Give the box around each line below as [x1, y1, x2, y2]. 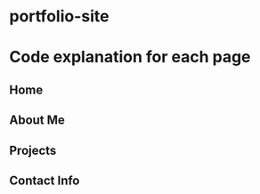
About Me [9, 113, 65, 128]
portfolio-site [9, 6, 110, 27]
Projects [9, 142, 57, 158]
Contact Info [9, 173, 80, 188]
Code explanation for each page [9, 47, 251, 68]
